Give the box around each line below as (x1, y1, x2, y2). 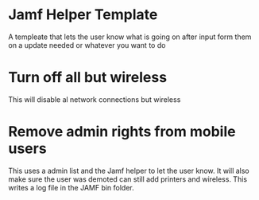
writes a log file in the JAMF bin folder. (8, 182, 135, 192)
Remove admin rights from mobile (8, 123, 236, 141)
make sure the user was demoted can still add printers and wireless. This (8, 174, 248, 184)
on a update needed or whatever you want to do (8, 40, 166, 49)
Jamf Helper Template (8, 6, 158, 24)
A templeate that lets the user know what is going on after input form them (8, 32, 252, 41)
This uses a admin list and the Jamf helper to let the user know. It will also (8, 166, 250, 175)
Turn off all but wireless (8, 69, 168, 87)
